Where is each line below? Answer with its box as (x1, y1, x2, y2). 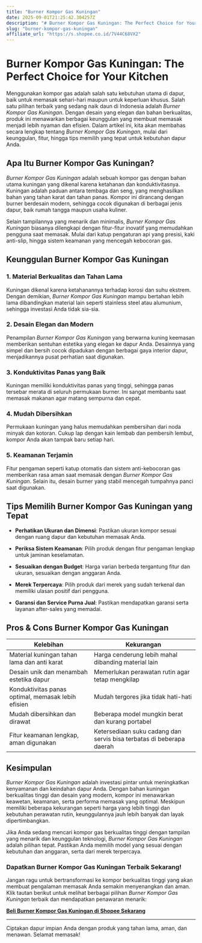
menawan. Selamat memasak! (6, 931, 81, 938)
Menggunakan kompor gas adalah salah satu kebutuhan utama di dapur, (6, 90, 185, 97)
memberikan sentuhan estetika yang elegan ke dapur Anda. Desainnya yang (6, 340, 195, 348)
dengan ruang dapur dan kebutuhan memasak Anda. (14, 533, 146, 540)
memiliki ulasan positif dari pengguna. (14, 587, 109, 594)
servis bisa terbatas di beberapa (94, 735, 185, 743)
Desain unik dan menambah (9, 668, 88, 677)
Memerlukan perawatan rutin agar (94, 668, 190, 677)
